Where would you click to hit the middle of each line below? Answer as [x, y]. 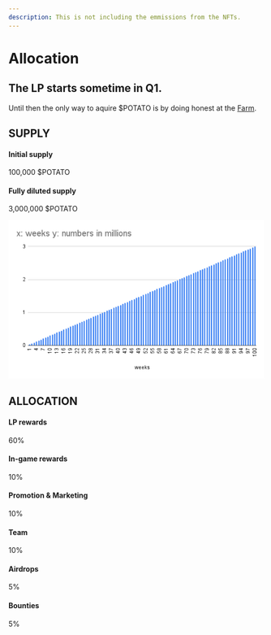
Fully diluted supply [43, 190]
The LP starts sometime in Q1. [85, 88]
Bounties [24, 606]
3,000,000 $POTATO [43, 209]
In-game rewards [38, 459]
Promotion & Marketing [48, 495]
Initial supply [31, 154]
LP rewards [28, 422]
